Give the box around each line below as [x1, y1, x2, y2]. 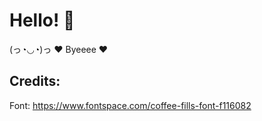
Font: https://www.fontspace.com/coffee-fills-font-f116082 [9, 99, 252, 111]
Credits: [9, 73, 61, 90]
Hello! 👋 [9, 9, 76, 32]
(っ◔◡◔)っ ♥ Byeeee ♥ [9, 43, 109, 55]
